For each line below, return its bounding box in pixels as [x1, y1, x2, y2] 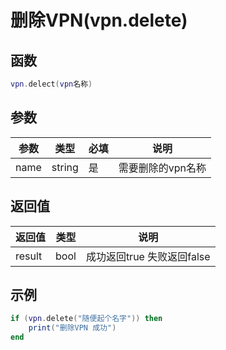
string [51, 160, 79, 174]
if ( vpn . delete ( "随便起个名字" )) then [10, 314, 163, 324]
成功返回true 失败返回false [85, 249, 211, 263]
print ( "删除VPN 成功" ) [28, 323, 117, 333]
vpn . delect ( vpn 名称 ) [10, 79, 93, 89]
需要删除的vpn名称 [118, 161, 207, 175]
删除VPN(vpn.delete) [10, 9, 188, 32]
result [15, 249, 43, 263]
